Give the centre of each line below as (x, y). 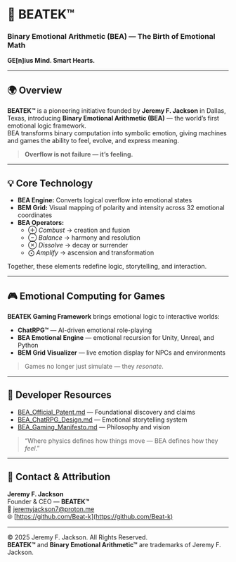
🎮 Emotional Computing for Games (86, 296)
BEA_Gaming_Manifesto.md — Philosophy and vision (94, 427)
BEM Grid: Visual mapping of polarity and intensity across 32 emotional (121, 208)
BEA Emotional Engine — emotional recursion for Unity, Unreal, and (116, 337)
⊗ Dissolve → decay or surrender (78, 245)
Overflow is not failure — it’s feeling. (79, 154)
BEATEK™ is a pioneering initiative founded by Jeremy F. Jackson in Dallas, (117, 111)
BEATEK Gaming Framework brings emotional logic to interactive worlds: (113, 316)
